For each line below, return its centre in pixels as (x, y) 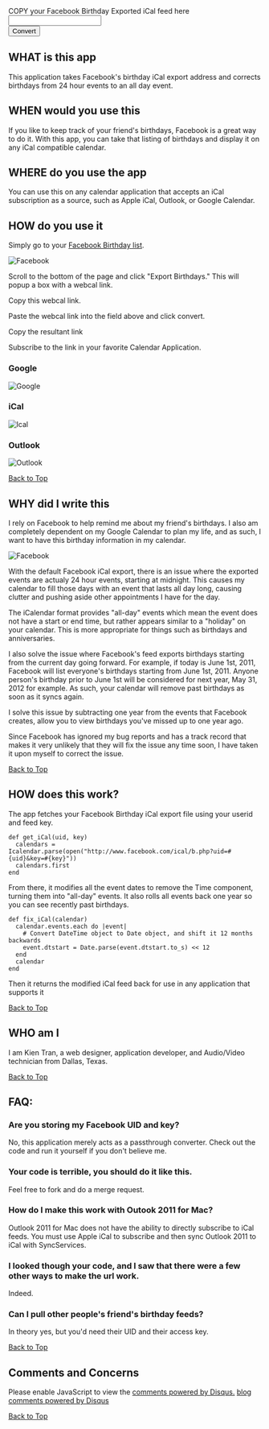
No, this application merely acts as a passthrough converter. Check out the (132, 1142)
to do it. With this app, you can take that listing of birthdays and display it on (134, 139)
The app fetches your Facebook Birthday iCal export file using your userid (130, 814)
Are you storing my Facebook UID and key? (94, 1125)
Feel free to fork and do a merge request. (76, 1189)
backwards (25, 940)
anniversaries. (32, 638)
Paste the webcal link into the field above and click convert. (107, 317)
